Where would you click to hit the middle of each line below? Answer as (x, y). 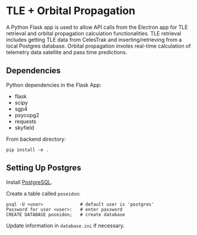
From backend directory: (36, 139)
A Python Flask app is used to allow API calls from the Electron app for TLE (97, 27)
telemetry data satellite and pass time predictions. (67, 52)
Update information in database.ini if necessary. (65, 226)
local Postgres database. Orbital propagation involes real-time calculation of (98, 46)
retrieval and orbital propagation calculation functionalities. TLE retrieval (94, 33)
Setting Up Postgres (44, 168)
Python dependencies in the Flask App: (54, 85)
